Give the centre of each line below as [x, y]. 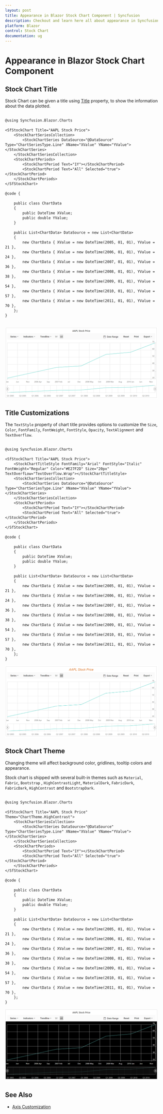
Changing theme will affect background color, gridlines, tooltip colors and [78, 763]
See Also [19, 1095]
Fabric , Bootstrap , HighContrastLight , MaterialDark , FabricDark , [70, 782]
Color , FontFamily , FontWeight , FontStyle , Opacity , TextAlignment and [74, 430]
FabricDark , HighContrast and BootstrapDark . [50, 788]
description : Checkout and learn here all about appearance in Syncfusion [82, 20]
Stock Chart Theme [35, 751]
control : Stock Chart [27, 31]
